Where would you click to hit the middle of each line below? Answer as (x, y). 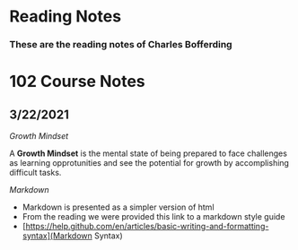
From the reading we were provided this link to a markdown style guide (153, 217)
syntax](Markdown (57, 236)
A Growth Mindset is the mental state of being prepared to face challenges (148, 153)
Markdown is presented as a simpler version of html (118, 207)
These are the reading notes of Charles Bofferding (121, 45)
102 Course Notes (77, 82)
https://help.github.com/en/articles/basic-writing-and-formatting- (147, 227)
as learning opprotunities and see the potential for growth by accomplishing (149, 163)
